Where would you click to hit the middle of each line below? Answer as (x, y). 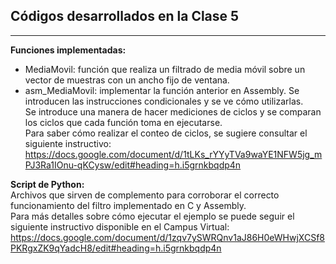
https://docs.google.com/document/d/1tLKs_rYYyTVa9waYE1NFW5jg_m (173, 154)
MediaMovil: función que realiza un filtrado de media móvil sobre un (165, 69)
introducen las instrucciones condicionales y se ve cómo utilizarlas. (164, 101)
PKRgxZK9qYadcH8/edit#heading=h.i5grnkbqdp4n (116, 248)
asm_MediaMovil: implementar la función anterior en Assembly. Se (162, 90)
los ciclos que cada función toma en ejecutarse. (123, 122)
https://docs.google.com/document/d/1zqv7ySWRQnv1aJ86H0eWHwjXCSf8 (167, 237)
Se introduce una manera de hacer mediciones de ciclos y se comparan (173, 111)
